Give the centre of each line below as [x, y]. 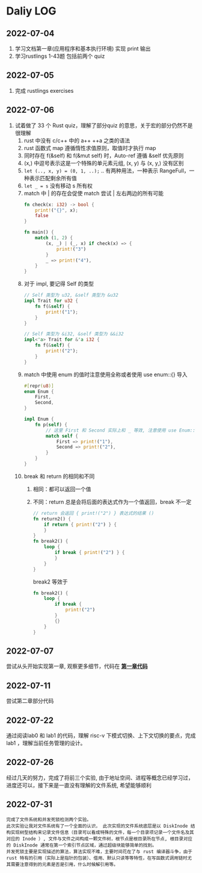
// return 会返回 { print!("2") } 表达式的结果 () [93, 513]
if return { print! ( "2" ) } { [81, 525]
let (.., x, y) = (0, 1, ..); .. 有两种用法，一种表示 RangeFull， [106, 171]
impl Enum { [39, 419]
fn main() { [39, 232]
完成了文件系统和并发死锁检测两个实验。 [49, 819]
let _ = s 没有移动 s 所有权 [58, 186]
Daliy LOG [31, 11]
